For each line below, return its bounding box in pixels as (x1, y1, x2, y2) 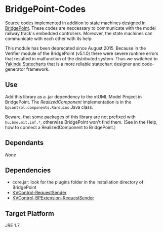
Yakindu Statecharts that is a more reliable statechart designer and (5, 61, 141, 67)
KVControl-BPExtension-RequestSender (12, 195, 94, 201)
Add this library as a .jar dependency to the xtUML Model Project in (5, 93, 142, 99)
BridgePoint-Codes (5, 3, 86, 15)
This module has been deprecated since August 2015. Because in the (5, 45, 146, 51)
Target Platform (5, 209, 54, 218)
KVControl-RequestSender (12, 189, 67, 196)
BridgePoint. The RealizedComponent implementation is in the (5, 99, 132, 105)
